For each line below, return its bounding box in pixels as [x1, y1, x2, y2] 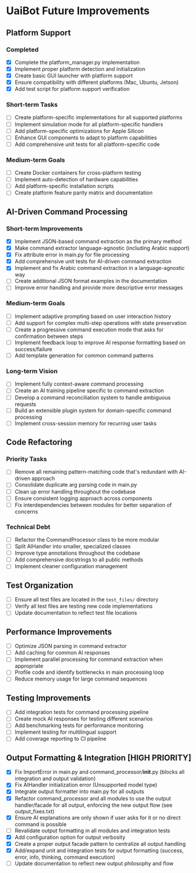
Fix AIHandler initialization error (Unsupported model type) [14, 781, 158, 789]
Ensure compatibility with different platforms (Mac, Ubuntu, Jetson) [14, 79, 179, 86]
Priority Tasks [6, 455, 47, 463]
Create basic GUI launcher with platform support [14, 72, 133, 79]
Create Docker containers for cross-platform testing [14, 170, 142, 177]
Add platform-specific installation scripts [14, 183, 114, 190]
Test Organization [6, 580, 74, 590]
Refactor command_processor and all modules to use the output [14, 794, 171, 802]
